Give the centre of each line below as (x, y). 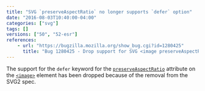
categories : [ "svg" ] (33, 23)
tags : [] (17, 29)
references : (21, 40)
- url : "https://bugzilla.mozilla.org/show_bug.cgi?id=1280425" (101, 46)
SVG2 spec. (21, 81)
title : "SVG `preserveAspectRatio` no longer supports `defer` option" (99, 12)
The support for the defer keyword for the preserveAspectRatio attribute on (101, 69)
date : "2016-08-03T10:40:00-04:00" (52, 18)
